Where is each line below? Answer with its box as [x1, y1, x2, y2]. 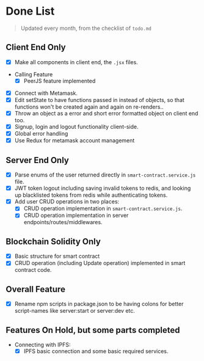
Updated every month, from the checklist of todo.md [20, 24, 152, 32]
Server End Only [5, 155, 70, 166]
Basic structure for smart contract [14, 252, 100, 260]
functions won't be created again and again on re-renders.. [14, 103, 164, 111]
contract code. [14, 266, 52, 274]
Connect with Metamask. [14, 89, 78, 97]
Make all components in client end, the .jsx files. [14, 58, 138, 65]
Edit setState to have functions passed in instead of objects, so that [14, 96, 184, 103]
